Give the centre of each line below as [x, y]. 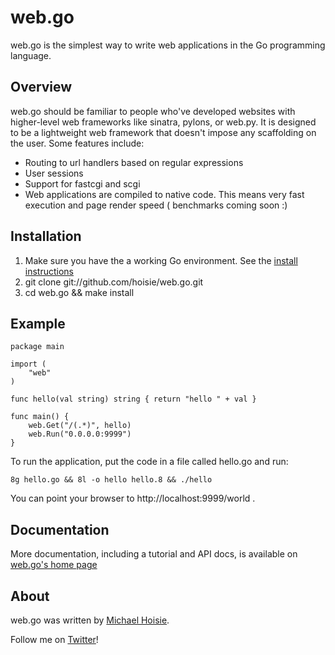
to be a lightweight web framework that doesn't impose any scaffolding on [163, 132]
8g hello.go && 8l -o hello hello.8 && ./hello [111, 480]
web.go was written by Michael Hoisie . [90, 620]
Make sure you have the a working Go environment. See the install [161, 260]
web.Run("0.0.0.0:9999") [80, 434]
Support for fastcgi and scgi [82, 183]
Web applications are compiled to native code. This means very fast [164, 194]
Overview [41, 87]
